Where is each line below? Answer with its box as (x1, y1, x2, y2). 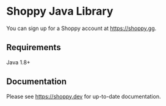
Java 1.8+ (6, 58, 31, 66)
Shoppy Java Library (6, 4, 114, 18)
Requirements (6, 42, 61, 53)
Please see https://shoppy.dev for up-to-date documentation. (6, 93, 161, 100)
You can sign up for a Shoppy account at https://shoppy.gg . (6, 25, 157, 32)
